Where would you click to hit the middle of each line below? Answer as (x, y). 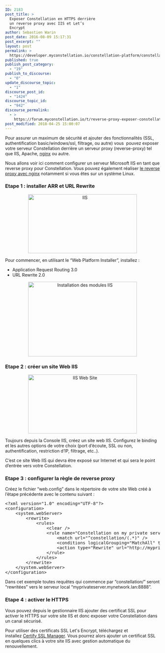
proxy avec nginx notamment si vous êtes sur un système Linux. (70, 173)
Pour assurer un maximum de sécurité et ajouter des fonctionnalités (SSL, (80, 138)
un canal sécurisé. (24, 621)
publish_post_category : (29, 64)
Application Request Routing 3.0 (45, 270)
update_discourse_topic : (30, 83)
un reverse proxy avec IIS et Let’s (47, 23)
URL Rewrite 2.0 (28, 275)
